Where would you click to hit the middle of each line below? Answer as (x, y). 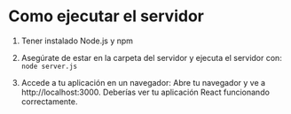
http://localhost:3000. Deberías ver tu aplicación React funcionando (145, 92)
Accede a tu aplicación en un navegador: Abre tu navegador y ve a (143, 82)
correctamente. (49, 101)
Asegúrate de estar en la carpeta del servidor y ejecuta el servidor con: (152, 57)
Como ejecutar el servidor (106, 16)
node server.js (49, 66)
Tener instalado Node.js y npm (77, 41)
